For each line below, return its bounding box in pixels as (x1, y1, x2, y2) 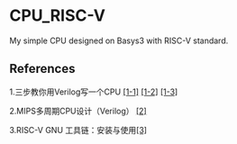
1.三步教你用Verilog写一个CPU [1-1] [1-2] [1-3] (9, 86, 178, 97)
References (9, 61, 76, 76)
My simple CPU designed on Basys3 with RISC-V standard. (9, 35, 229, 46)
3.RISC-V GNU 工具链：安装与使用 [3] (9, 124, 147, 135)
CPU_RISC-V (9, 5, 106, 26)
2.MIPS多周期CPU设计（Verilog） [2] (9, 105, 147, 116)
